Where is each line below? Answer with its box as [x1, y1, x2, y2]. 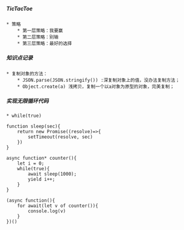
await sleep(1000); [28, 171, 77, 177]
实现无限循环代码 [6, 97, 49, 104]
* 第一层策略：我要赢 [17, 27, 63, 33]
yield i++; [28, 176, 56, 182]
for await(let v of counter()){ [17, 203, 98, 209]
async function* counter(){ [6, 155, 77, 161]
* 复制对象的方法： [6, 70, 48, 77]
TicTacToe [6, 5, 33, 12]
